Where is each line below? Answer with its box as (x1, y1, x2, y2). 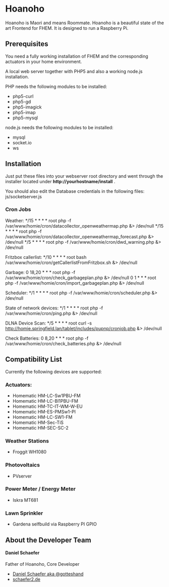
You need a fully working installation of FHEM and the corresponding (5, 53, 149, 59)
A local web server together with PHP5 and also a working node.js (5, 68, 143, 74)
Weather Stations (5, 437, 49, 444)
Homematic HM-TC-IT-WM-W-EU (12, 403, 83, 409)
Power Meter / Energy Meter (5, 486, 76, 493)
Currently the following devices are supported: (5, 368, 102, 375)
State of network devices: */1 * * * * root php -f (5, 305, 103, 311)
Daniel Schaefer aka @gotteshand (12, 571, 84, 577)
